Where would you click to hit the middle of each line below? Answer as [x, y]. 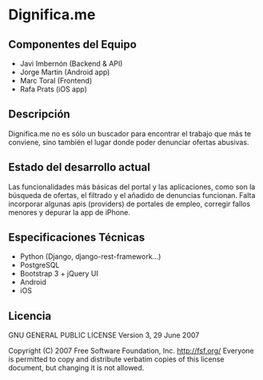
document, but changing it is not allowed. [76, 368]
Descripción [39, 114]
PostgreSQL [40, 265]
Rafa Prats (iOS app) [54, 89]
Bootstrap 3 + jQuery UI [59, 273]
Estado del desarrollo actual [79, 167]
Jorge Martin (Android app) [65, 72]
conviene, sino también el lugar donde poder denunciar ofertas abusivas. [129, 142]
